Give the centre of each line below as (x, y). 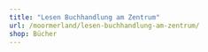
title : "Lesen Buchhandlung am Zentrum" (85, 17)
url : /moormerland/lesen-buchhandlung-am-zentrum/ (104, 26)
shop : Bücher (33, 33)
